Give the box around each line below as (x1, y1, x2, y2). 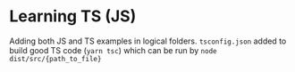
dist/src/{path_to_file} (9, 54, 102, 63)
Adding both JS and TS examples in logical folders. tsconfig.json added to (9, 36, 287, 46)
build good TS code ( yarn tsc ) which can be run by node (9, 44, 217, 55)
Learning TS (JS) (9, 6, 137, 27)
